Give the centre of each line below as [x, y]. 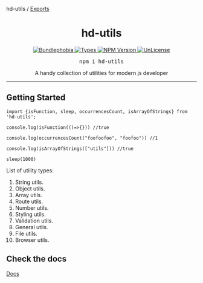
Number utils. [32, 207]
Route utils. [29, 201]
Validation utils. [34, 221]
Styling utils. [31, 214]
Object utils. [30, 188]
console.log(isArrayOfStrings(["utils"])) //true [70, 148]
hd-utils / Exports [28, 9]
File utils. [26, 233]
